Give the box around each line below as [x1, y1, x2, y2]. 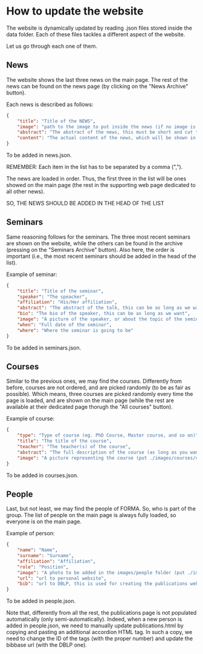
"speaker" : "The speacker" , [17, 294, 88, 300]
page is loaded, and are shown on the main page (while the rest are [6, 397, 174, 404]
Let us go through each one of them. [6, 42, 98, 50]
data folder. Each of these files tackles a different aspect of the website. [6, 30, 185, 38]
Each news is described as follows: [6, 101, 94, 108]
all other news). [6, 188, 45, 195]
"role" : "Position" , [17, 564, 69, 570]
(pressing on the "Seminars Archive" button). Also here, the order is [6, 246, 175, 253]
